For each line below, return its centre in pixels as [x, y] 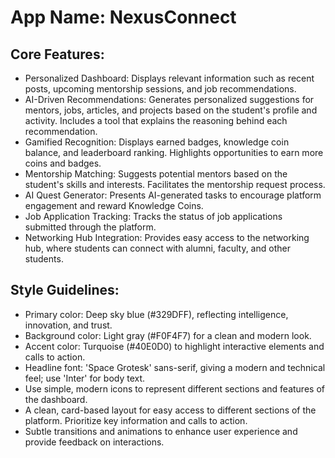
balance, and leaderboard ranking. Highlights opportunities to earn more [174, 152]
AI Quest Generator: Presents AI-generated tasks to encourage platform [173, 195]
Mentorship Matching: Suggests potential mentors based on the [156, 174]
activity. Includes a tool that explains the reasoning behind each [156, 120]
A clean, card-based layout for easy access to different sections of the [170, 410]
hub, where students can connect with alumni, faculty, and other [157, 248]
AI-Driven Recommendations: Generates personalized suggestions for [169, 99]
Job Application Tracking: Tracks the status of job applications [153, 216]
